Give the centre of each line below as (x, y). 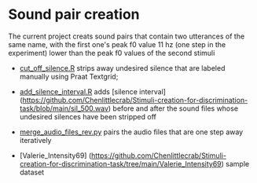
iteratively (35, 140)
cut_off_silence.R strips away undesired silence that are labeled (122, 68)
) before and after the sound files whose (173, 108)
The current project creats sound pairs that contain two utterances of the (127, 36)
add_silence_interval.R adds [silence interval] (93, 91)
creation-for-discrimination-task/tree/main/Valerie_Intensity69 (120, 163)
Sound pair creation (74, 15)
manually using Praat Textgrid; (69, 76)
